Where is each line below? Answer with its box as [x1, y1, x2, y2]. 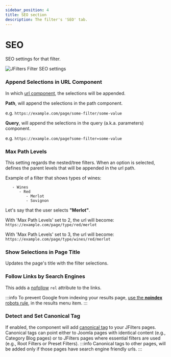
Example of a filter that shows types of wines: [5, 175, 102, 181]
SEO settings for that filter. [5, 56, 61, 62]
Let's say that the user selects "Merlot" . [5, 207, 90, 213]
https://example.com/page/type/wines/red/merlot [5, 236, 111, 242]
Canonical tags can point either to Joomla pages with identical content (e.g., [5, 329, 166, 336]
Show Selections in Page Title [5, 248, 81, 255]
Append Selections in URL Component [5, 79, 102, 86]
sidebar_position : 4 [5, 7, 50, 13]
